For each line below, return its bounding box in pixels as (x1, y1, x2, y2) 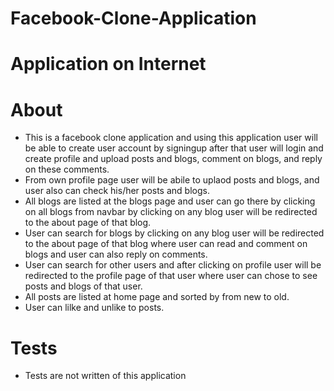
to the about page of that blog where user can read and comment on (24, 238, 308, 250)
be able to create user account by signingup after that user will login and (24, 142, 324, 154)
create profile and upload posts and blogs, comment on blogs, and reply (24, 153, 323, 165)
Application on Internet (10, 53, 207, 76)
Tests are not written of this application (24, 370, 187, 382)
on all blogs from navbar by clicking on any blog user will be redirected (24, 206, 318, 218)
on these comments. (24, 163, 110, 176)
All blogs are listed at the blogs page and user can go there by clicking (24, 195, 316, 207)
